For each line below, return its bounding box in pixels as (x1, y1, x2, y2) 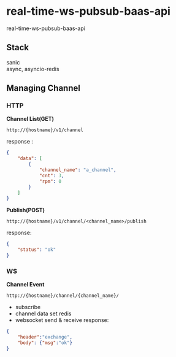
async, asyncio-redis (6, 65, 59, 72)
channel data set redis (15, 310, 72, 317)
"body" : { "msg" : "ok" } (17, 339, 72, 346)
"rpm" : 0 (39, 178, 62, 185)
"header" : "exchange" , (17, 334, 72, 340)
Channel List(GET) (6, 115, 54, 123)
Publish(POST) (6, 207, 45, 214)
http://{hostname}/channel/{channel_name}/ (6, 293, 120, 299)
